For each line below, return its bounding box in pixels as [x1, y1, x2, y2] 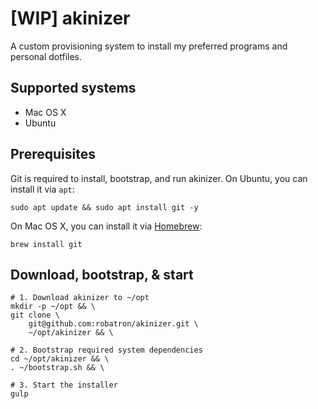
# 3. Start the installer [10, 380, 118, 391]
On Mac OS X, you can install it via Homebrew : [10, 220, 203, 232]
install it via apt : [10, 183, 75, 195]
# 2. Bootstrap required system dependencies [10, 345, 203, 356]
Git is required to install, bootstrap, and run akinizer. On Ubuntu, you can [10, 172, 308, 184]
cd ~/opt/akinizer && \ [10, 354, 110, 364]
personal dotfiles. [10, 50, 83, 62]
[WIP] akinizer [10, 7, 131, 30]
